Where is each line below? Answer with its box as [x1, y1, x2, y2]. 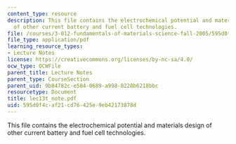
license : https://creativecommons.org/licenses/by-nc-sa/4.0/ [7, 56, 193, 63]
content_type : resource [7, 10, 77, 18]
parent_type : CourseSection [7, 75, 90, 83]
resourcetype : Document [7, 89, 77, 96]
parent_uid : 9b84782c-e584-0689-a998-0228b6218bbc [7, 82, 159, 89]
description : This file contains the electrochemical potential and [7, 17, 212, 24]
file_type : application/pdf [7, 37, 90, 44]
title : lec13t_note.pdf [7, 96, 77, 103]
